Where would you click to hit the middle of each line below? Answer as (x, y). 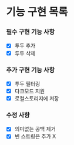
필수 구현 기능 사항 (31, 32)
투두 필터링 (27, 83)
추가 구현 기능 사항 (31, 70)
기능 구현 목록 (37, 12)
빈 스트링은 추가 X (35, 136)
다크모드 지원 (30, 91)
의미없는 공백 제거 (35, 129)
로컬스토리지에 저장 (37, 99)
